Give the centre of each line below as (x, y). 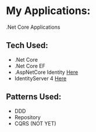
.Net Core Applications (33, 27)
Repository (27, 117)
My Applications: (48, 11)
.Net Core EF (30, 66)
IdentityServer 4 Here (40, 78)
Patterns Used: (34, 97)
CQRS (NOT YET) (35, 123)
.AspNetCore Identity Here (46, 72)
